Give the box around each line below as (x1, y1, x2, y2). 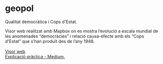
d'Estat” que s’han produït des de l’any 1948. (5, 38, 95, 44)
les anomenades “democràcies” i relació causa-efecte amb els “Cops (5, 33, 145, 39)
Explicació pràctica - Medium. (5, 53, 65, 59)
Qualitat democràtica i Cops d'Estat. (5, 19, 77, 25)
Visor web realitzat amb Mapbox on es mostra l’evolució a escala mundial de (5, 28, 158, 34)
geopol (5, 3, 34, 14)
